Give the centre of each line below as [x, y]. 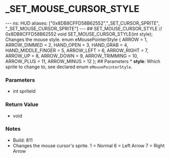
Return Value [22, 105]
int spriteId [24, 91]
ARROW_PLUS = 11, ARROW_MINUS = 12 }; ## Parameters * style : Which [83, 61]
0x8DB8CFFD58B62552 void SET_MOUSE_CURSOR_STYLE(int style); [79, 34]
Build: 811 [23, 140]
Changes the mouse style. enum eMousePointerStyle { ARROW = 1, [77, 39]
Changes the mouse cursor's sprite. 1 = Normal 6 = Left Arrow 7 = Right [89, 145]
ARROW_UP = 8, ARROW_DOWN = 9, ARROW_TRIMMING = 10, [72, 56]
